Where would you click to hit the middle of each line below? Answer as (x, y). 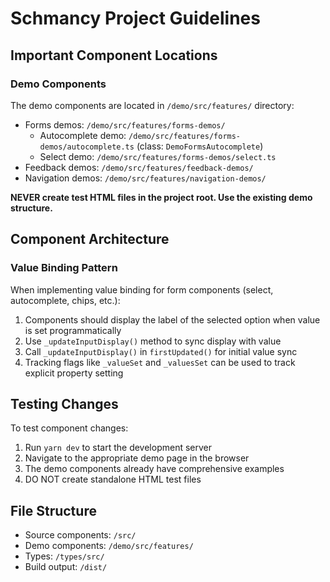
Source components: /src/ (80, 535)
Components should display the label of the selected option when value (172, 319)
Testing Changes (64, 403)
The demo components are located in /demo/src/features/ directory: (152, 105)
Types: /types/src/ (64, 556)
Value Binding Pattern (64, 268)
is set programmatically (73, 330)
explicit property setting (74, 373)
